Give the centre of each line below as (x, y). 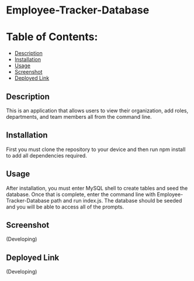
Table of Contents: (52, 37)
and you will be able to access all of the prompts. (65, 207)
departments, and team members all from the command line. (79, 116)
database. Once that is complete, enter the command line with (81, 194)
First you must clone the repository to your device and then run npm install (96, 149)
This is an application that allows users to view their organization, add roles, (97, 110)
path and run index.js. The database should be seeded (116, 200)
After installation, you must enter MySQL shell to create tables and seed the (97, 188)
